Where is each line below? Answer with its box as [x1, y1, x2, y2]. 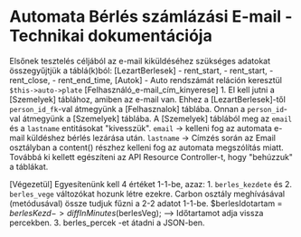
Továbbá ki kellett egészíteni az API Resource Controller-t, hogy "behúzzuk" [9, 151, 294, 162]
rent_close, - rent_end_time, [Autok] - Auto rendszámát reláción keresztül [9, 74, 283, 85]
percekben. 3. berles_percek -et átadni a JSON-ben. [9, 217, 205, 228]
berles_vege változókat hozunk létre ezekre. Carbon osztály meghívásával [9, 188, 286, 199]
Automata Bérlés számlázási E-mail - [9, 6, 293, 27]
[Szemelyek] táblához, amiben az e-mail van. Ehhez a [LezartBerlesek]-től [9, 93, 287, 105]
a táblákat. [9, 161, 49, 172]
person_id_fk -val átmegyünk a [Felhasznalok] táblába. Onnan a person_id [9, 103, 285, 114]
